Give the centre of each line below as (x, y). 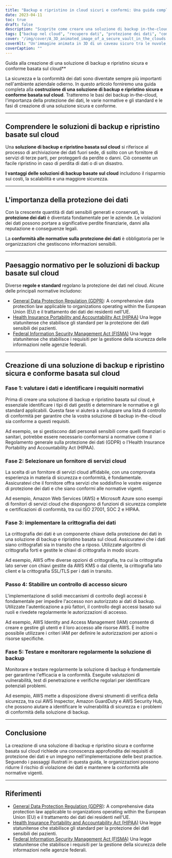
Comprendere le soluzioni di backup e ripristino (83, 127)
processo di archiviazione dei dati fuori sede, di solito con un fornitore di (82, 153)
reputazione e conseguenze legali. (42, 229)
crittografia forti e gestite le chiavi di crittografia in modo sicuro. (72, 550)
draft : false (19, 24)
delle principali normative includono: (44, 291)
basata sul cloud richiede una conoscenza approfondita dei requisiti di (79, 751)
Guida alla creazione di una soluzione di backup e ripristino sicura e (77, 63)
